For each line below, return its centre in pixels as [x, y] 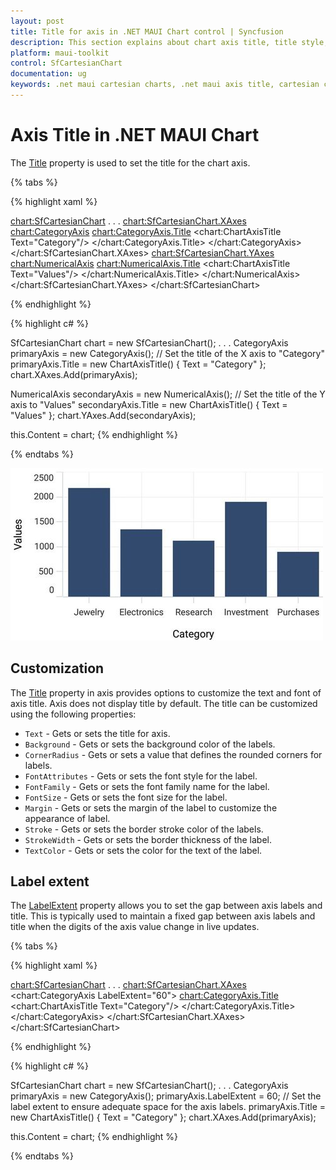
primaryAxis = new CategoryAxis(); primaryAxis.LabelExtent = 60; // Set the [166, 1096]
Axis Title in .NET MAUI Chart [135, 135]
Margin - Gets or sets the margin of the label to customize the [151, 807]
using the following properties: [73, 714]
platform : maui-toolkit [60, 53]
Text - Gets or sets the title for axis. [97, 733]
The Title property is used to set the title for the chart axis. [130, 162]
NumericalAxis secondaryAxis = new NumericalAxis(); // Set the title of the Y [168, 394]
